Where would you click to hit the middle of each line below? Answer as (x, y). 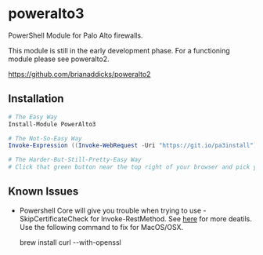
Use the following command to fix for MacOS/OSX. (101, 227)
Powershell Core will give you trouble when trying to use (110, 210)
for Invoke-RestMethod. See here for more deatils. (171, 219)
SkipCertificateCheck (54, 219)
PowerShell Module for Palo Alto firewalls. (76, 35)
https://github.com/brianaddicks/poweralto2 (79, 74)
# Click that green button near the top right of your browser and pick (129, 167)
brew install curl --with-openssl (70, 242)
